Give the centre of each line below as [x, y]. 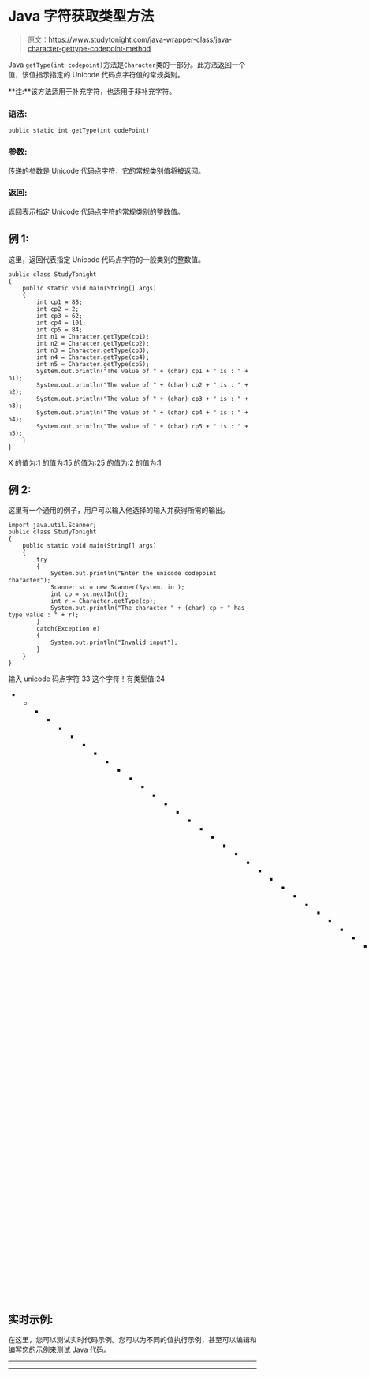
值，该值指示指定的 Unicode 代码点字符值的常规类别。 [97, 74]
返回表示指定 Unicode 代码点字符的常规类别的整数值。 [97, 211]
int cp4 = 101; [61, 323]
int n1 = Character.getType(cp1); [93, 336]
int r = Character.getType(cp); [103, 601]
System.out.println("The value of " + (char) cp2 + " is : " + [142, 385]
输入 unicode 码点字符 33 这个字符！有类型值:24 [87, 679]
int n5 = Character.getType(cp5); [93, 364]
